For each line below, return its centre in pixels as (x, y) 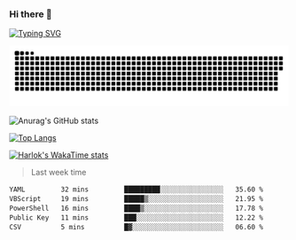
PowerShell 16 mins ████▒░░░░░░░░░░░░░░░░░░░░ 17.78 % (136, 208)
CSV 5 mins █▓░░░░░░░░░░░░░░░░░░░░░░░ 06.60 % (136, 227)
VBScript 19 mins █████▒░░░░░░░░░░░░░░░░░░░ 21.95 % (136, 198)
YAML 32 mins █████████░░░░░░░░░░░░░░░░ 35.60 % (136, 190)
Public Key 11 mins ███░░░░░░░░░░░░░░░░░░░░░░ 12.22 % (136, 217)
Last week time (58, 173)
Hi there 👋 (31, 14)
